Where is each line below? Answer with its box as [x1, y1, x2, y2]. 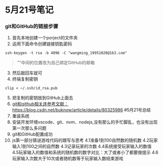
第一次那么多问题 [12, 125, 47, 131]
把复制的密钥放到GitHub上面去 [12, 95, 73, 101]
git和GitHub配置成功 [12, 132, 53, 137]
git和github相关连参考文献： [12, 101, 69, 107]
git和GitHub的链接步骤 [5, 23, 58, 30]
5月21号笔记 [5, 4, 54, 16]
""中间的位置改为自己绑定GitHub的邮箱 [17, 60, 95, 66]
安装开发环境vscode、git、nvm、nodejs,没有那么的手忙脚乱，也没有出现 [12, 119, 158, 125]
